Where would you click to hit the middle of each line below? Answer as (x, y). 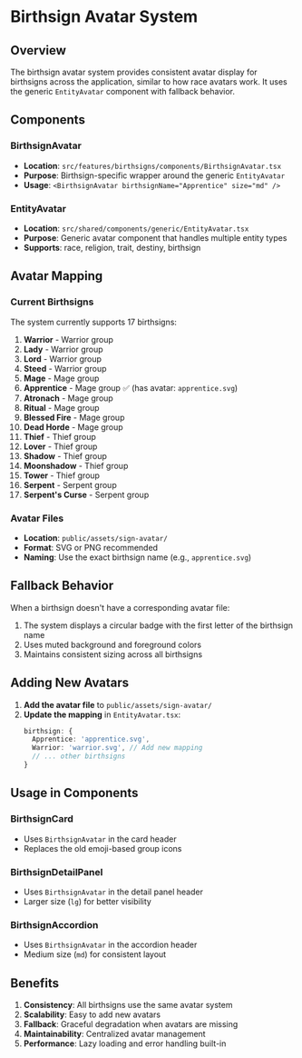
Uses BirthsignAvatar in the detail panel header (113, 892)
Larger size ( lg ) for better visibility (88, 901)
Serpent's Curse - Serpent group (86, 494)
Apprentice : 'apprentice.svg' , (91, 739)
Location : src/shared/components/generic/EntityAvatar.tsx (136, 228)
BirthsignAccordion (54, 924)
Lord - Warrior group (63, 359)
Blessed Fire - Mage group (74, 417)
